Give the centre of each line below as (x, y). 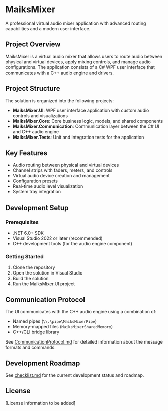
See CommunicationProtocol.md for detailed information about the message (84, 342)
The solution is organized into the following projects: (60, 100)
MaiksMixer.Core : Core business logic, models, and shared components (88, 121)
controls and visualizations (40, 116)
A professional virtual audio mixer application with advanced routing (76, 23)
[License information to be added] (40, 403)
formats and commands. (31, 347)
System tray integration (37, 192)
